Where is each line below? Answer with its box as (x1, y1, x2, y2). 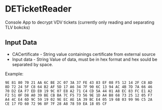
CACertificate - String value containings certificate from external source (12, 51, 156, 57)
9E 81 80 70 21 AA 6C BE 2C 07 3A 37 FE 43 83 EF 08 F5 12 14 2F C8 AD (5, 80, 152, 85)
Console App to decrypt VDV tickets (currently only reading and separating (5, 19, 155, 25)
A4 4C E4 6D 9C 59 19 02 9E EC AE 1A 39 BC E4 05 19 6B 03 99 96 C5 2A (5, 97, 152, 102)
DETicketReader (5, 3, 72, 14)
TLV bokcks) (5, 24, 30, 30)
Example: (5, 71, 24, 77)
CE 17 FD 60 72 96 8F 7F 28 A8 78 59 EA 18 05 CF (5, 101, 107, 106)
